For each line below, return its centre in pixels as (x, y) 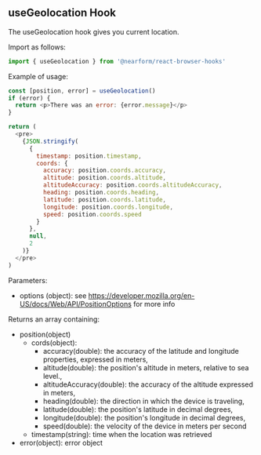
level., (53, 376)
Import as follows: (37, 47)
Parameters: (28, 280)
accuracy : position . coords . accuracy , (105, 171)
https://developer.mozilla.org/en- (141, 295)
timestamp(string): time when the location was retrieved (121, 434)
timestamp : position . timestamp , (89, 156)
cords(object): (54, 342)
